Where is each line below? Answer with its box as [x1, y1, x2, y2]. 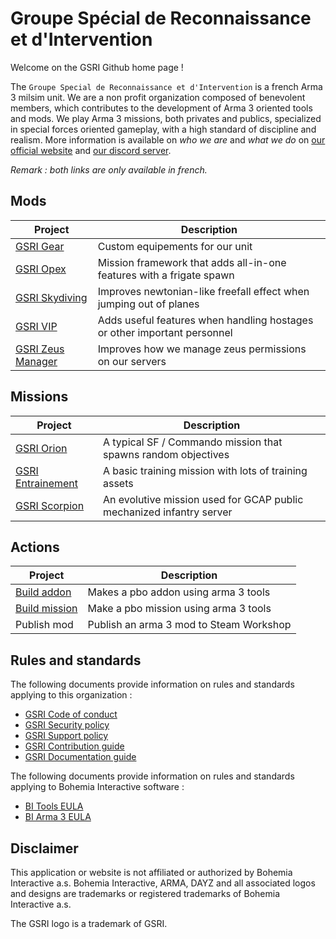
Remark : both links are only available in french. [10, 163, 208, 176]
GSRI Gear [15, 239, 65, 253]
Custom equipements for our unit [97, 239, 253, 253]
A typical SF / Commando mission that [102, 435, 283, 449]
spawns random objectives [102, 447, 230, 461]
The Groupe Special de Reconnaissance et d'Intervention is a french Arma [10, 80, 323, 92]
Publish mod [15, 618, 74, 632]
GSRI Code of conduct [24, 708, 118, 721]
